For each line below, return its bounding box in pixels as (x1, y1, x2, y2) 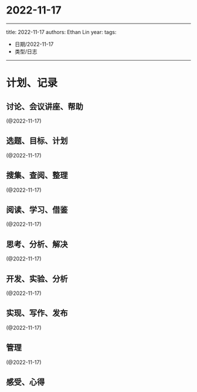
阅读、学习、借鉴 (6, 205, 68, 215)
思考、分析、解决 (6, 239, 68, 249)
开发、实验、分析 (6, 274, 68, 284)
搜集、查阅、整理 (6, 170, 68, 180)
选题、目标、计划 (6, 136, 68, 146)
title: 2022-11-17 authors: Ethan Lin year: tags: (6, 28, 117, 35)
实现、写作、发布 (6, 308, 68, 318)
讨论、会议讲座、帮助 (6, 101, 83, 112)
